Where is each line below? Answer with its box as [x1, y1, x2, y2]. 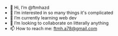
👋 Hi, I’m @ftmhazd [9, 5, 50, 10]
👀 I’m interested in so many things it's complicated [9, 10, 114, 16]
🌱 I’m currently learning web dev [9, 15, 77, 20]
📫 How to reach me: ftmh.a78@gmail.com [9, 26, 98, 31]
